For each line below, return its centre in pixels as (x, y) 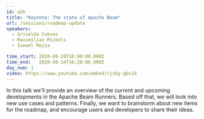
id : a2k (16, 12)
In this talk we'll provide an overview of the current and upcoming (88, 91)
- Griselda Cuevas (35, 34)
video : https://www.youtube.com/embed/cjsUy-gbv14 (72, 73)
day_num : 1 (20, 68)
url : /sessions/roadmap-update (46, 23)
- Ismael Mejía (31, 46)
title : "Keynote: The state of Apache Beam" (63, 18)
